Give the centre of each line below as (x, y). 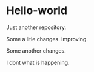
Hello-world (37, 11)
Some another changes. (36, 51)
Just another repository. (36, 27)
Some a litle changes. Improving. (47, 39)
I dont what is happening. (38, 62)
